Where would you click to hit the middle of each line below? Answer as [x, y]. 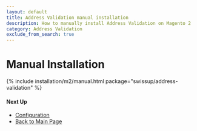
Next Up [17, 101]
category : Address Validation [45, 29]
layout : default [27, 12]
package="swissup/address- [142, 81]
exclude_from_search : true [40, 35]
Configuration [32, 115]
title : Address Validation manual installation [68, 18]
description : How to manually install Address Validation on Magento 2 [98, 23]
